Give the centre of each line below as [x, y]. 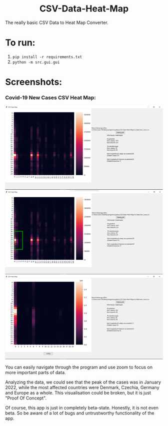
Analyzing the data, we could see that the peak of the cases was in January [83, 382]
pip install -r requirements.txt [47, 57]
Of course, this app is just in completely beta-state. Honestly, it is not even [82, 408]
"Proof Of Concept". [26, 398]
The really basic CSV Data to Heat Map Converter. [57, 22]
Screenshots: [34, 82]
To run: [20, 43]
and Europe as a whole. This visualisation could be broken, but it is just [78, 393]
